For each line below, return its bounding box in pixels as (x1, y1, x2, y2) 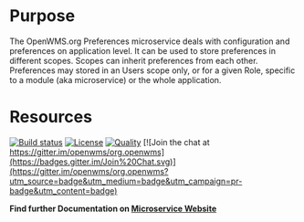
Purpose (9, 5, 76, 26)
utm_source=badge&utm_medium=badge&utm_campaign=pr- (9, 175, 243, 186)
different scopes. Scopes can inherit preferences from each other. (9, 55, 258, 66)
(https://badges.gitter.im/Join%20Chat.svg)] (9, 156, 176, 167)
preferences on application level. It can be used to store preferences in (9, 45, 277, 56)
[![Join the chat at (142, 136, 210, 147)
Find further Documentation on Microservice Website (9, 203, 217, 214)
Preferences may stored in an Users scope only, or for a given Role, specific (9, 65, 296, 76)
